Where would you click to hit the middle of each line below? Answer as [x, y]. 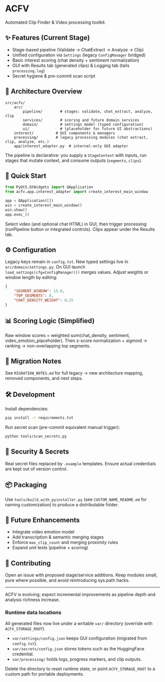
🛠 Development [30, 395]
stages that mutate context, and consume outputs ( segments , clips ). [74, 160]
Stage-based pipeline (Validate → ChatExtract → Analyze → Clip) [78, 49]
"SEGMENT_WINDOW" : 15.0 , [39, 291]
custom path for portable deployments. [45, 674]
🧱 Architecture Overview [44, 92]
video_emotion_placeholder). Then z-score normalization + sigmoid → [76, 341]
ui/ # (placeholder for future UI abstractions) [88, 129]
